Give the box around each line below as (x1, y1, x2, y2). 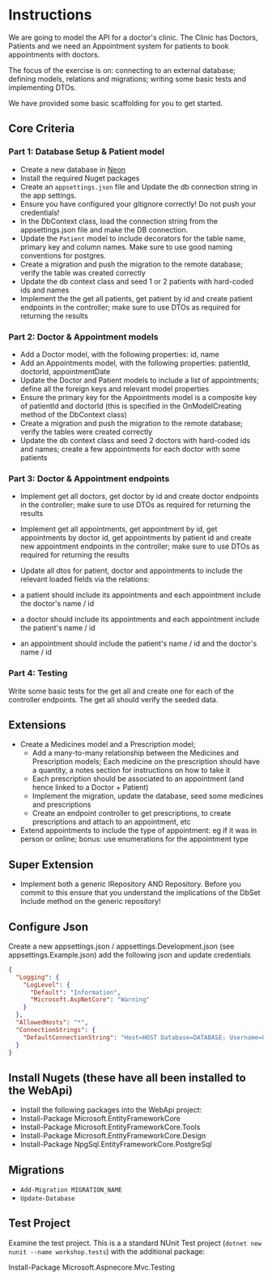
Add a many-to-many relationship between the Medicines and (32, 748, 239, 758)
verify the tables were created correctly (19, 427, 153, 437)
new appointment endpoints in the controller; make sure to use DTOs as (19, 541, 260, 552)
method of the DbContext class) (19, 409, 127, 419)
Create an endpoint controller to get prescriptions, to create (32, 809, 232, 818)
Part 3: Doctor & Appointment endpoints (8, 472, 170, 484)
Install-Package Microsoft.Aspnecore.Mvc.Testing (8, 1262, 176, 1272)
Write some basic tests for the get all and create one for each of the (8, 686, 235, 696)
